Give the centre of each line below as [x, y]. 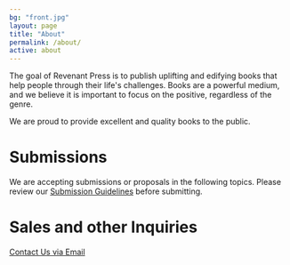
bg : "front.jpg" [39, 17]
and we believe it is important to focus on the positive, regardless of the [141, 95]
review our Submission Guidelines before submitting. [106, 191]
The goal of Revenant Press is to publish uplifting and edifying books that [143, 76]
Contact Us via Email [48, 252]
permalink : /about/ [45, 42]
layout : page [33, 26]
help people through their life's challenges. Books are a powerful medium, [145, 85]
